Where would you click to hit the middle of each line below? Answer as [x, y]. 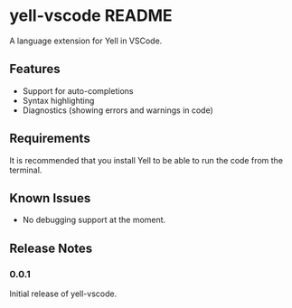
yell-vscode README [91, 16]
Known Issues [50, 198]
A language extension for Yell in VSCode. [86, 41]
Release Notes [51, 248]
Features [35, 69]
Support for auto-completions [78, 90]
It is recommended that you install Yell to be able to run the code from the [146, 160]
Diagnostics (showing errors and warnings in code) [118, 110]
